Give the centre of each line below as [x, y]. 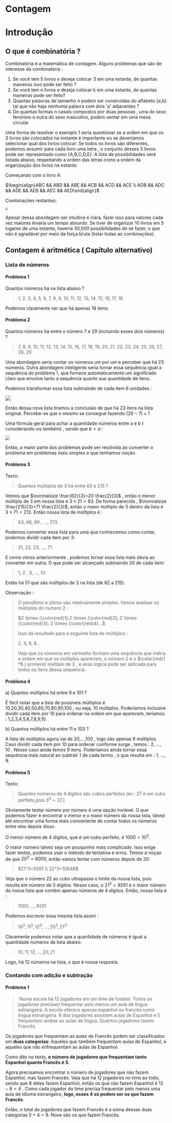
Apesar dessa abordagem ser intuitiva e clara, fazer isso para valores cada [84, 218]
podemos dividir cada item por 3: [40, 537]
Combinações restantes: [31, 201]
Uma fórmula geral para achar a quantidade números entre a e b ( [75, 423]
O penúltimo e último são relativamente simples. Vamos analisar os [88, 602]
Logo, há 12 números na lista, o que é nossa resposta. [62, 962]
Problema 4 [18, 681]
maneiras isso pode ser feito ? [45, 85]
